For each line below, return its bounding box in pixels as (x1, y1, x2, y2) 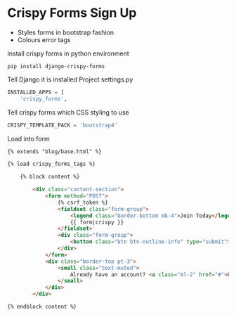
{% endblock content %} (7, 304, 77, 311)
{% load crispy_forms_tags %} (7, 160, 96, 168)
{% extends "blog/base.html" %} (7, 148, 102, 155)
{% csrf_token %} (57, 199, 109, 206)
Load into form (7, 134, 51, 143)
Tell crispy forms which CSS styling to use (7, 108, 130, 117)
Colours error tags (17, 35, 71, 44)
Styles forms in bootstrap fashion (17, 28, 114, 37)
